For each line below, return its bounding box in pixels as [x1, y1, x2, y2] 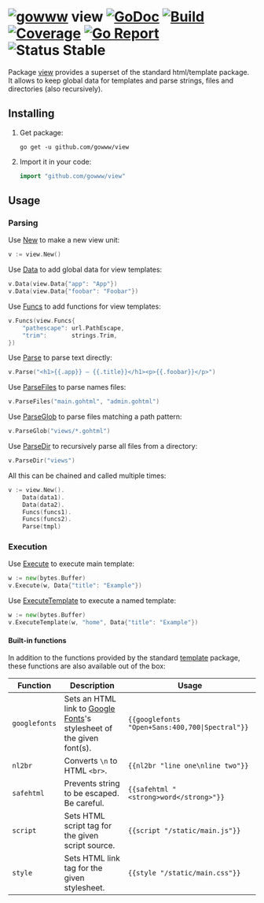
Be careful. [64, 798, 104, 809]
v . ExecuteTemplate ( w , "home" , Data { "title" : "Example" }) [8, 619, 199, 627]
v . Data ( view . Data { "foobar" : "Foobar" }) [8, 287, 139, 295]
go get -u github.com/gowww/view [19, 142, 130, 151]
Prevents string [64, 778, 120, 789]
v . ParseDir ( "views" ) [8, 457, 76, 464]
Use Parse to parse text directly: [8, 353, 112, 362]
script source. [64, 840, 115, 851]
